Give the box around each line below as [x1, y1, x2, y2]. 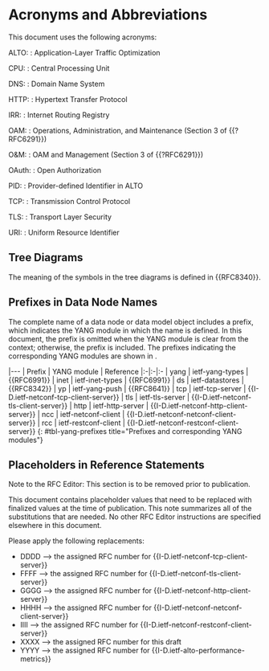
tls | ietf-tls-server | [125, 392, 190, 402]
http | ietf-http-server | [73, 400, 149, 411]
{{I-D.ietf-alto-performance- [151, 645, 245, 656]
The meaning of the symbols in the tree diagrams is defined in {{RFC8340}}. [8, 272, 261, 282]
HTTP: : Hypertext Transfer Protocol [8, 94, 128, 104]
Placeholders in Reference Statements [8, 458, 205, 472]
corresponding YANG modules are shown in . [8, 351, 158, 361]
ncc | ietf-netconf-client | [41, 409, 125, 419]
